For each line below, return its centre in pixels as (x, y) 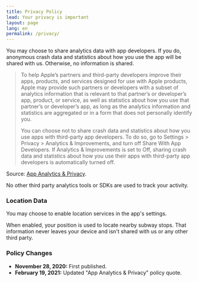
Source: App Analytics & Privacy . (46, 174)
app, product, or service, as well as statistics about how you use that (105, 100)
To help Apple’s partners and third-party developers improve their (101, 75)
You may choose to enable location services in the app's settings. (87, 214)
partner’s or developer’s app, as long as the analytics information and (106, 106)
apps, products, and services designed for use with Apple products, (104, 82)
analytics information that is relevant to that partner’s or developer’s (103, 94)
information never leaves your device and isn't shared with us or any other (97, 231)
